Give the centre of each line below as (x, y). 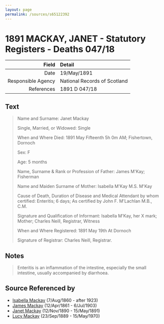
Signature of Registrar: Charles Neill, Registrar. (64, 240)
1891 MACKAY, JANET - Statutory (75, 39)
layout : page (19, 10)
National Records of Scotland (94, 81)
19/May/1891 (76, 73)
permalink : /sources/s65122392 (37, 14)
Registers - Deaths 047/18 (60, 49)
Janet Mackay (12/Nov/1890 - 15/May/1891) (56, 311)
